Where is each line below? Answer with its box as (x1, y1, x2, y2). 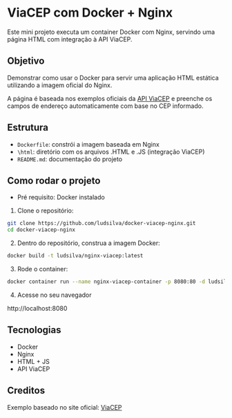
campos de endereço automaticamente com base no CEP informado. (7, 102, 204, 110)
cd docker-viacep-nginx (7, 226, 76, 233)
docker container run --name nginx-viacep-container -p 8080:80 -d (7, 278, 206, 285)
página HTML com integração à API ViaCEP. (7, 35, 133, 43)
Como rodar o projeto (7, 174, 101, 186)
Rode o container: (17, 265, 68, 273)
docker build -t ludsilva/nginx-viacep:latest (7, 253, 144, 260)
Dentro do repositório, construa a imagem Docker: (17, 239, 160, 247)
